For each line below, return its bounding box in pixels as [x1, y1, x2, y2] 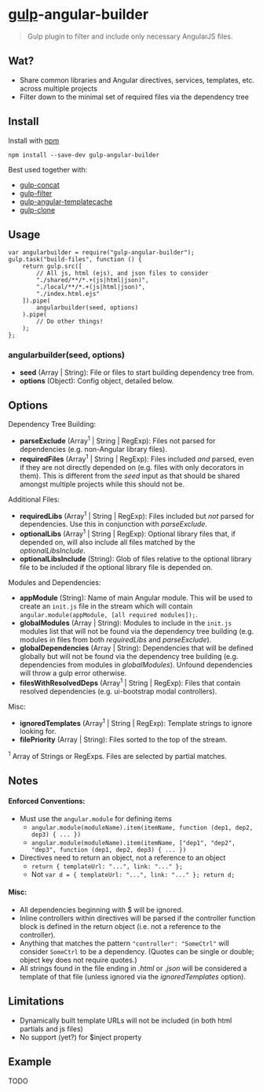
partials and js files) [19, 1024, 84, 1033]
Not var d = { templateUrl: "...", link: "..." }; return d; [31, 869, 236, 879]
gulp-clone [19, 205, 56, 214]
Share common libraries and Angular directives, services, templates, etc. [19, 75, 255, 84]
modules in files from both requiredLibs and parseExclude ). [19, 635, 212, 645]
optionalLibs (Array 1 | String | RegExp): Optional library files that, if [19, 527, 236, 539]
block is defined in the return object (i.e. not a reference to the [19, 921, 221, 931]
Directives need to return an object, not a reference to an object [19, 853, 226, 862]
